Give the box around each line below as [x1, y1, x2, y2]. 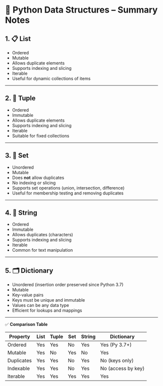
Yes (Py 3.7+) [100, 341, 132, 348]
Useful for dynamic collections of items [12, 76, 91, 81]
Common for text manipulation [12, 247, 73, 253]
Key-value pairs [12, 292, 44, 298]
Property [9, 333, 31, 340]
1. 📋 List [5, 34, 31, 43]
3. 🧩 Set [5, 151, 29, 160]
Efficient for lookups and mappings [12, 307, 82, 313]
